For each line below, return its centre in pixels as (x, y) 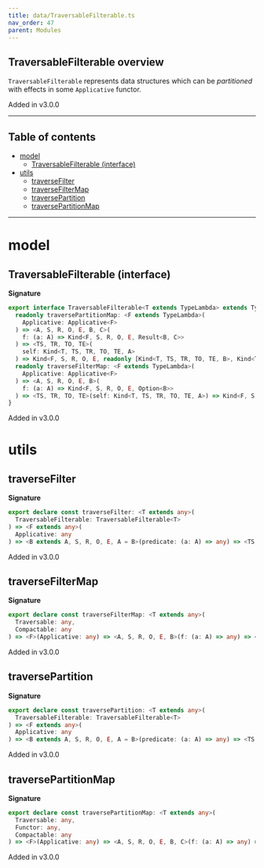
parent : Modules (35, 30)
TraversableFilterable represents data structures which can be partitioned (130, 81)
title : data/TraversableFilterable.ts (71, 15)
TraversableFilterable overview (86, 62)
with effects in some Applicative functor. (75, 89)
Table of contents (52, 137)
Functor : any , (38, 827)
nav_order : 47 (31, 23)
